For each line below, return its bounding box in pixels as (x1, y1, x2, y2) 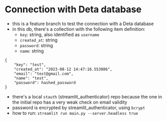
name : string (19, 48, 44, 54)
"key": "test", (14, 62, 46, 67)
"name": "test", (14, 75, 49, 80)
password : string (19, 42, 53, 48)
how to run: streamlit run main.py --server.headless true (12, 110, 138, 116)
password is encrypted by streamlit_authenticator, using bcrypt (12, 104, 146, 111)
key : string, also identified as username (19, 31, 100, 37)
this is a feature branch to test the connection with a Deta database (12, 21, 154, 27)
